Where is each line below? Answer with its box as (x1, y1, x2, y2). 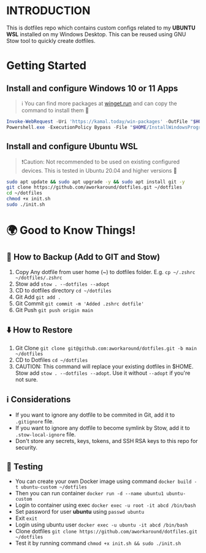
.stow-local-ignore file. (15, 431, 76, 438)
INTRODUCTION (6, 4, 91, 18)
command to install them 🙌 (21, 106, 89, 114)
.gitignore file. (15, 417, 54, 425)
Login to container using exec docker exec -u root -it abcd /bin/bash (15, 501, 196, 509)
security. (15, 444, 38, 451)
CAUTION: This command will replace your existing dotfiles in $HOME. (15, 363, 194, 370)
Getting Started (6, 59, 87, 73)
